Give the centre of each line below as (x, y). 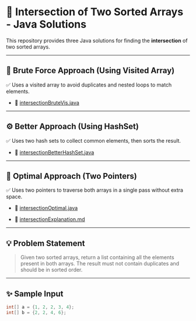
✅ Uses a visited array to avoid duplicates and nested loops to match (89, 85)
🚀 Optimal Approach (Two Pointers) (71, 176)
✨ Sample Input (35, 294)
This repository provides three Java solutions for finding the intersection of (97, 40)
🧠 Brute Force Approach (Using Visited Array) (90, 70)
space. (14, 197)
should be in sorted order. (51, 270)
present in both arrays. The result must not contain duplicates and (100, 264)
